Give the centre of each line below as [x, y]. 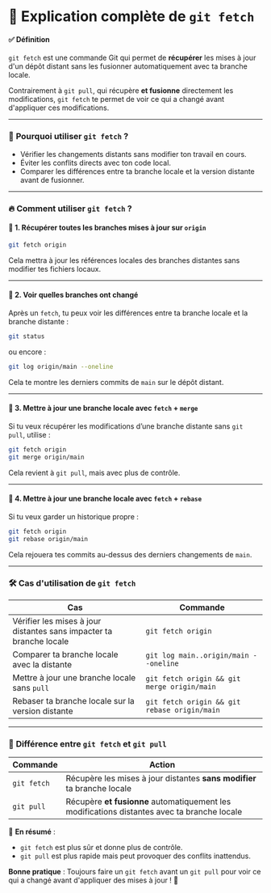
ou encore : [27, 352]
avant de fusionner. [52, 180]
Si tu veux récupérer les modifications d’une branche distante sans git [126, 426]
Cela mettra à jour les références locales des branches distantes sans [124, 260]
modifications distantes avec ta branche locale [154, 812]
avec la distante [42, 664]
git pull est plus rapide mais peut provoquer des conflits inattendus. [135, 856]
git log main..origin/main [197, 655]
